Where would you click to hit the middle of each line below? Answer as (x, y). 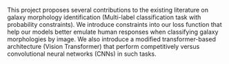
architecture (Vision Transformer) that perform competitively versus (103, 46)
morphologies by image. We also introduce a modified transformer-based (111, 39)
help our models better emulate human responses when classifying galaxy (113, 32)
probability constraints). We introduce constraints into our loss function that (114, 24)
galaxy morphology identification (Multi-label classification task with (104, 17)
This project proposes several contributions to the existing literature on (108, 10)
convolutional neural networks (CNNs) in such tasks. (82, 54)
